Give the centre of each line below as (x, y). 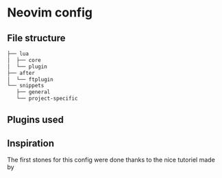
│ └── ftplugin (30, 79)
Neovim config (50, 13)
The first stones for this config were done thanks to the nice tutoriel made (111, 160)
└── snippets (26, 86)
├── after (21, 73)
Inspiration (31, 143)
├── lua (18, 54)
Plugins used (35, 120)
